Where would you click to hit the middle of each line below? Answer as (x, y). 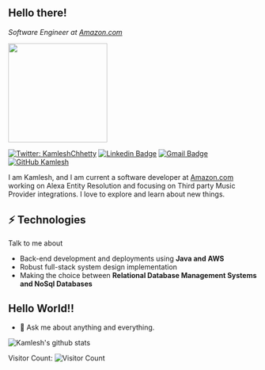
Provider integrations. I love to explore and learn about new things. (117, 194)
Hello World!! (42, 309)
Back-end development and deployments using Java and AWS (122, 258)
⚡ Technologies (47, 220)
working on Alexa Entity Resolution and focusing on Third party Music (122, 185)
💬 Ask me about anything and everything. (87, 327)
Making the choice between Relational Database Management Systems (138, 275)
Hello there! (38, 13)
